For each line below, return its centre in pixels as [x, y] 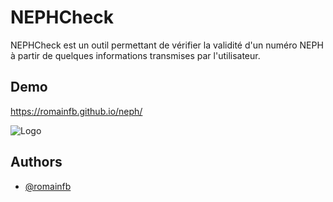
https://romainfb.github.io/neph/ [76, 111]
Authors [36, 162]
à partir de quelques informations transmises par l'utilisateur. [135, 55]
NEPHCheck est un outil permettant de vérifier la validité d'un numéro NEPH [167, 45]
